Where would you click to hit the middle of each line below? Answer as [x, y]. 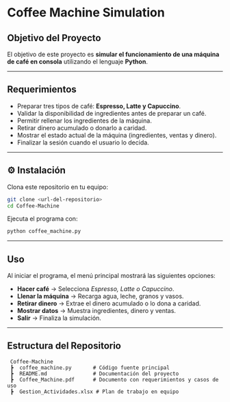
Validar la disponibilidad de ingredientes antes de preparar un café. [112, 113]
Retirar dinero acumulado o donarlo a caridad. [82, 127]
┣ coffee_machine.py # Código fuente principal [90, 368]
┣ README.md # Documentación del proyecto [94, 374]
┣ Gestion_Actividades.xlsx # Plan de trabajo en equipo [94, 392]
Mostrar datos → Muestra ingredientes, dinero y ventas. [97, 311]
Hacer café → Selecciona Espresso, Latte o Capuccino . [95, 289]
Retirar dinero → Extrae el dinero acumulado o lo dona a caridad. [109, 303]
